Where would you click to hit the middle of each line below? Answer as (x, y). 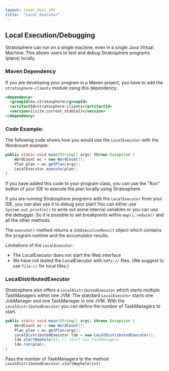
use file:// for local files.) (41, 266)
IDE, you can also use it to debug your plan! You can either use (71, 204)
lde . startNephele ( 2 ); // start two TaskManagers (67, 340)
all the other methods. (28, 220)
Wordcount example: (27, 146)
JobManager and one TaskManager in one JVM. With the (65, 300)
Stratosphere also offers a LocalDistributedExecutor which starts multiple (82, 290)
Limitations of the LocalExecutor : (40, 245)
